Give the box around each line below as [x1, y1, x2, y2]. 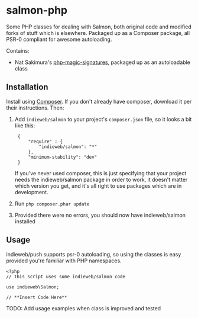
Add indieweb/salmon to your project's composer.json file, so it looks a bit [14, 115, 192, 123]
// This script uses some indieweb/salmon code [6, 274, 126, 280]
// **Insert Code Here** [6, 294, 67, 300]
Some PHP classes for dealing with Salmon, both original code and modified [6, 23, 191, 30]
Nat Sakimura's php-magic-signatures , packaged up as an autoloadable [14, 59, 190, 66]
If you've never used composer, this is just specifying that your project [14, 169, 187, 176]
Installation [6, 82, 48, 92]
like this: [14, 122, 35, 129]
